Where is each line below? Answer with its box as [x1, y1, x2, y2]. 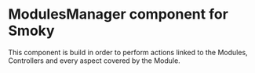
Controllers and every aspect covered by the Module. [8, 56, 180, 65]
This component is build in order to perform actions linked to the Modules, [8, 47, 249, 57]
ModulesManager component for [8, 5, 229, 23]
